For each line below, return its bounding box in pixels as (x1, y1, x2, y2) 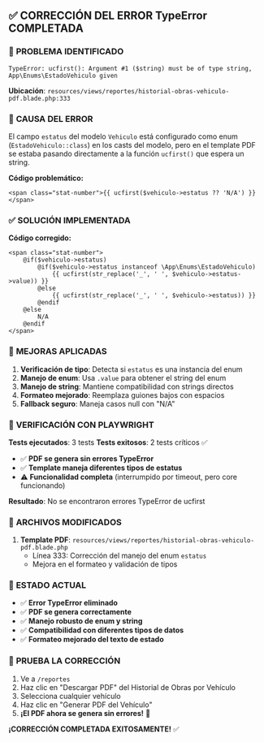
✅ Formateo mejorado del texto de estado (19, 635, 164, 645)
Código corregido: (8, 233, 71, 243)
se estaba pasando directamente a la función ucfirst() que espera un (8, 149, 245, 158)
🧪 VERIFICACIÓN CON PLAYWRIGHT (8, 419, 154, 430)
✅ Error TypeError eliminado (19, 598, 118, 608)
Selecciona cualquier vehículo (19, 691, 121, 701)
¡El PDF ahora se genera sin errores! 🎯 (19, 708, 151, 718)
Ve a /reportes (19, 674, 71, 684)
